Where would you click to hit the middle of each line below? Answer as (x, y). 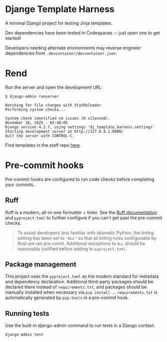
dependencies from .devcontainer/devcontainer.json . (61, 53)
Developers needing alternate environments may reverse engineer (73, 48)
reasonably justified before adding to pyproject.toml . (72, 248)
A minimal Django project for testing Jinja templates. (59, 23)
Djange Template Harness (60, 9)
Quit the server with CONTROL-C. (40, 136)
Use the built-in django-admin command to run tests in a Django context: (80, 325)
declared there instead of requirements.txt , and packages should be (76, 287)
